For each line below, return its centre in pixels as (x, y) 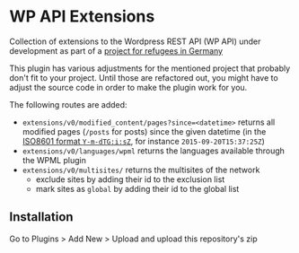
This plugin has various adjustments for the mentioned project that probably (150, 68)
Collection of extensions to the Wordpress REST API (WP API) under (135, 41)
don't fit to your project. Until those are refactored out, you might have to (144, 77)
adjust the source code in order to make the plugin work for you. (128, 87)
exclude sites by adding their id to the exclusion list (130, 179)
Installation (41, 217)
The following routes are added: (68, 104)
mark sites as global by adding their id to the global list (137, 188)
